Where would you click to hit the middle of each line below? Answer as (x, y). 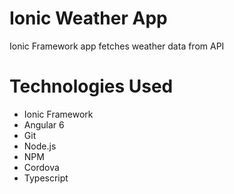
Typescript (46, 178)
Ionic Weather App (88, 18)
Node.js (40, 146)
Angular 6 (44, 124)
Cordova (41, 167)
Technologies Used (91, 86)
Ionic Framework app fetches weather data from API (117, 46)
